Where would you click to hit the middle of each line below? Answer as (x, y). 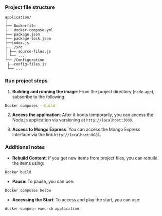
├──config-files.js (27, 64)
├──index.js (17, 43)
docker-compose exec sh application (42, 209)
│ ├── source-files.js (28, 52)
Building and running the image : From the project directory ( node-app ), (83, 91)
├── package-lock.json (28, 39)
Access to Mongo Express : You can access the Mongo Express (76, 129)
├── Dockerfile (20, 26)
